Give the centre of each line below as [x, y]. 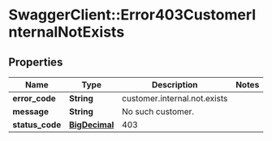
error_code [35, 98]
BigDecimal [91, 125]
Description [175, 85]
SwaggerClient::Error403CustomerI [132, 15]
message [30, 111]
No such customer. [158, 111]
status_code [37, 125]
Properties [36, 62]
